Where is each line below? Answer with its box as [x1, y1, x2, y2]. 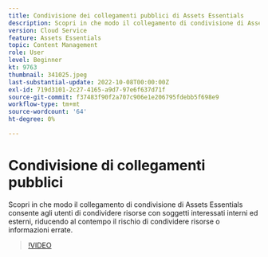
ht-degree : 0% [8, 115, 56, 123]
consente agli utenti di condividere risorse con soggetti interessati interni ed [8, 208, 258, 217]
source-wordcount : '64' [8, 108, 88, 116]
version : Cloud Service [8, 26, 88, 34]
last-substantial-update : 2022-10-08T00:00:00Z [8, 78, 170, 86]
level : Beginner [8, 56, 62, 64]
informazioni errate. [8, 224, 73, 235]
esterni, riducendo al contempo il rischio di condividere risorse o [8, 216, 221, 226]
